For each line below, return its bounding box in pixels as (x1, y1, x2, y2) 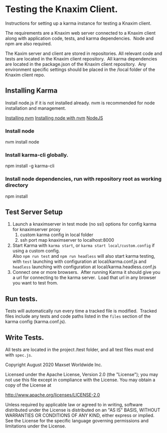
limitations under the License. (5, 423, 66, 429)
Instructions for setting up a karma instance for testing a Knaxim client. (5, 20, 151, 26)
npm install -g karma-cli (5, 163, 55, 169)
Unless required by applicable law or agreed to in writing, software (5, 402, 143, 408)
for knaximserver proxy (12, 227, 61, 233)
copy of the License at (5, 382, 52, 388)
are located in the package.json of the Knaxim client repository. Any (5, 61, 146, 67)
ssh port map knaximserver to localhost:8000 (20, 237, 114, 243)
